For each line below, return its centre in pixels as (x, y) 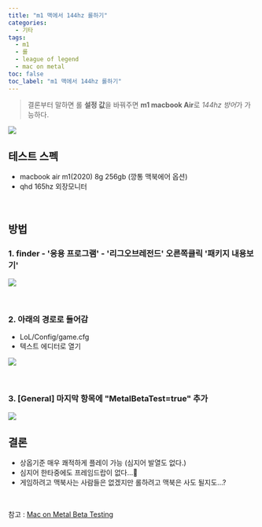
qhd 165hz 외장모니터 (54, 186)
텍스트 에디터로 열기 (50, 346)
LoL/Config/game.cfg (54, 337)
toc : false (26, 74)
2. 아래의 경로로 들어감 (48, 319)
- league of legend (47, 60)
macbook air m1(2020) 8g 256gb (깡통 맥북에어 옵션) (103, 177)
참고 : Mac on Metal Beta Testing (61, 514)
